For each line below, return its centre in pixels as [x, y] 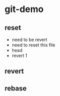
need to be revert [30, 39]
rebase [16, 88]
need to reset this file [33, 45]
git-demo [24, 9]
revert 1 [20, 55]
